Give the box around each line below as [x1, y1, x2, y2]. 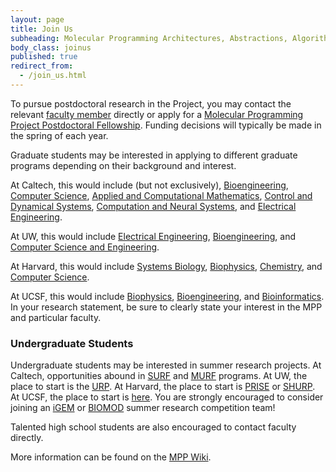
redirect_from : [10, 61, 74, 71]
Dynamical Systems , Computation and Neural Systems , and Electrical [10, 200, 297, 212]
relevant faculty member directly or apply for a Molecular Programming [10, 108, 304, 120]
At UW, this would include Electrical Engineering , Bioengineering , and [10, 230, 296, 242]
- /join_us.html [19, 71, 87, 81]
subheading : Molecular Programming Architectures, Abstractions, [10, 33, 288, 43]
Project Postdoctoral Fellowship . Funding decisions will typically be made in [10, 119, 322, 131]
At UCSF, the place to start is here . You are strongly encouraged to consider [10, 391, 324, 403]
